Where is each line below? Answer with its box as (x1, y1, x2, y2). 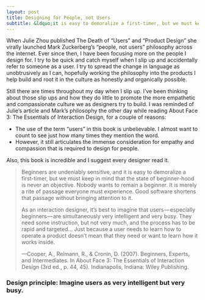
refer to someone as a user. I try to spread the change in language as (6, 63, 180, 70)
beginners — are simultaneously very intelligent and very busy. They (21, 213, 192, 220)
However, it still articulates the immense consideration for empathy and (15, 138, 194, 146)
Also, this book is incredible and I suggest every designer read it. (6, 157, 170, 164)
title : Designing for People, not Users (6, 15, 111, 21)
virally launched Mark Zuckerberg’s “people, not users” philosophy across (6, 43, 193, 51)
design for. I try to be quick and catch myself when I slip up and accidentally (6, 56, 198, 64)
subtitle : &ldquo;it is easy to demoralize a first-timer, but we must (6, 20, 192, 26)
